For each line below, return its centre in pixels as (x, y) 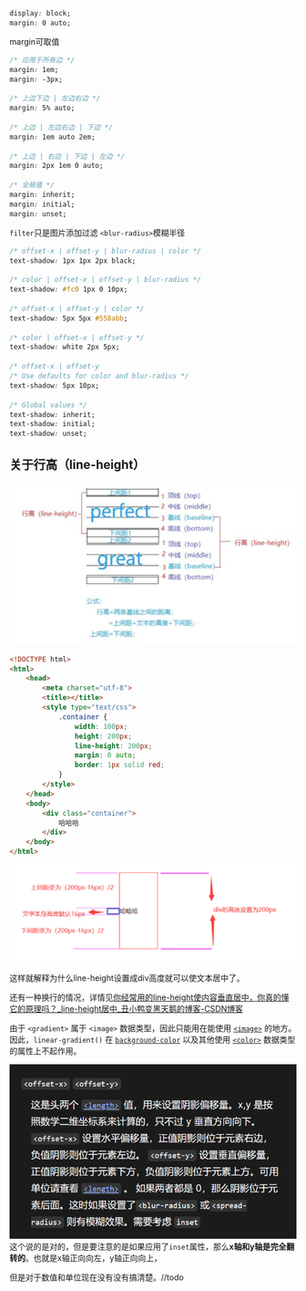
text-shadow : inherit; (52, 414)
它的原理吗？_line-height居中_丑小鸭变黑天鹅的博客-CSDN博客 (126, 1009)
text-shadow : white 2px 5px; (65, 347)
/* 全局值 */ (32, 185)
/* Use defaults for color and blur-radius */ (99, 376)
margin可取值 (35, 41)
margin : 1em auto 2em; (52, 137)
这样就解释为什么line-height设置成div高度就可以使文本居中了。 (127, 978)
